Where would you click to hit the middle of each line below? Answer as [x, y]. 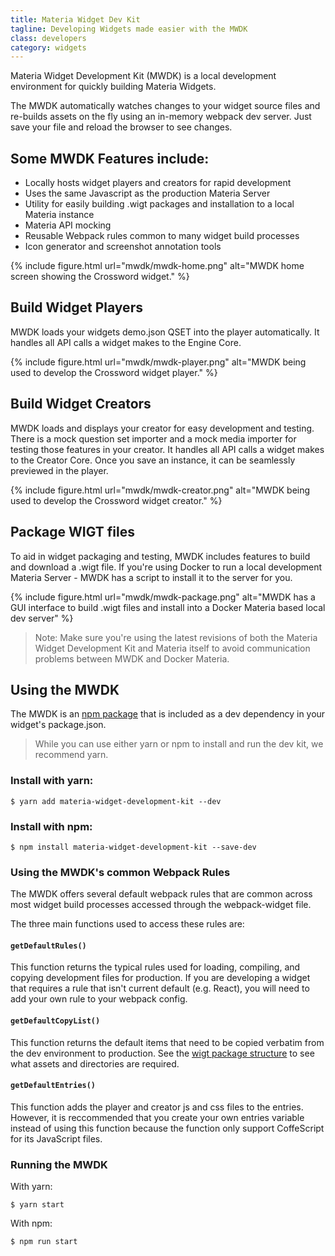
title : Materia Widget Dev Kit [75, 19]
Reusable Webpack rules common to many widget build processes [162, 236]
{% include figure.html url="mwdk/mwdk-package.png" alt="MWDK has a [163, 597]
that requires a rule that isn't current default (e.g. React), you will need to [160, 988]
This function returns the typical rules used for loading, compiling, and [155, 967]
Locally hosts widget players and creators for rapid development [158, 183]
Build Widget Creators [81, 404]
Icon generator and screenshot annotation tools [123, 247]
